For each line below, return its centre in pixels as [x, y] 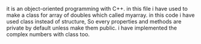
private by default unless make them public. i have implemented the [92, 28]
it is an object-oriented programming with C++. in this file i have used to [97, 9]
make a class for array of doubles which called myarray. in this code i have [100, 15]
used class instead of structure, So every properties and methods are [94, 21]
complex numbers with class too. [48, 34]
